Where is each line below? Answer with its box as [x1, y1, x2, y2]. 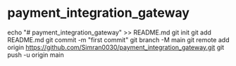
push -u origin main [7, 51, 65, 59]
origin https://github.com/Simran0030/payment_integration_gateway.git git [7, 43, 225, 51]
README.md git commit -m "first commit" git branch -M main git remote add [7, 35, 230, 44]
